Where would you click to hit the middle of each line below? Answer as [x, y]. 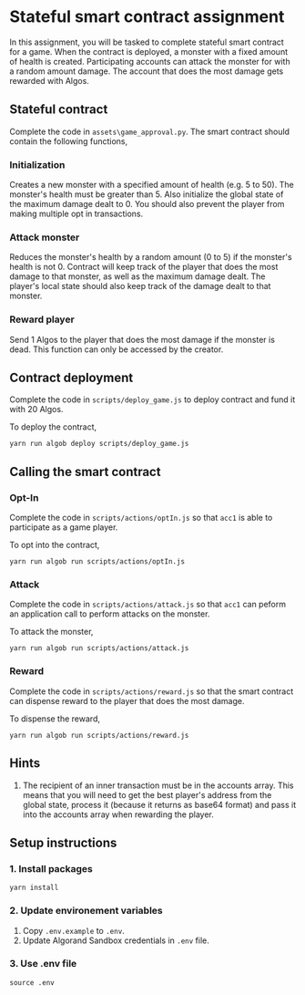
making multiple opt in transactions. [76, 214]
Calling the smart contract [85, 472]
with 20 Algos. [36, 409]
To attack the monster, [51, 632]
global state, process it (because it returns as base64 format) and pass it [159, 804]
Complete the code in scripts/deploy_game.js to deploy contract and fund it [152, 399]
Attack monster [45, 237]
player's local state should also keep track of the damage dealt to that [140, 286]
